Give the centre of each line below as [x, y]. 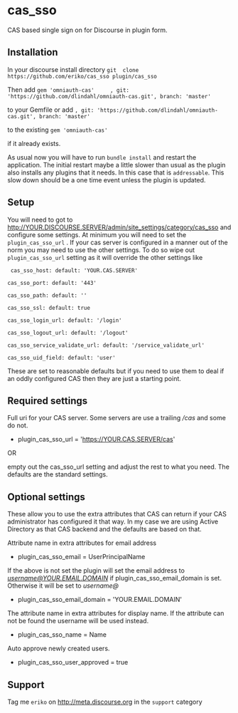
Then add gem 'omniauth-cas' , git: [69, 89]
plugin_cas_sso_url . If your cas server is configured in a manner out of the [118, 242]
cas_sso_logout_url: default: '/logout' [68, 333]
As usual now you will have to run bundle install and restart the [102, 157]
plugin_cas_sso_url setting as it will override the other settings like [105, 257]
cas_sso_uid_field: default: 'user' [61, 358]
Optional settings [46, 497]
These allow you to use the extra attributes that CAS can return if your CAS [117, 514]
